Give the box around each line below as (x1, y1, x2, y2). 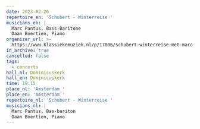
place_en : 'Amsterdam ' (6, 92, 65, 97)
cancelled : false (6, 53, 49, 59)
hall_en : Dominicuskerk (6, 75, 65, 81)
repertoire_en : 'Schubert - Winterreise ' (6, 14, 113, 20)
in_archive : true (6, 48, 49, 54)
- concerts (11, 64, 39, 70)
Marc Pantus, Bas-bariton (11, 108, 76, 114)
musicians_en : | (6, 20, 46, 26)
